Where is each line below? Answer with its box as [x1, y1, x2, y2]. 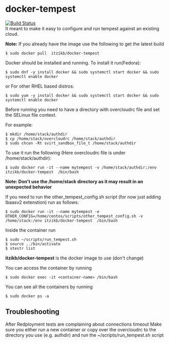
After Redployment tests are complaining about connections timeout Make [5, 321, 162, 327]
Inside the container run [5, 227, 56, 233]
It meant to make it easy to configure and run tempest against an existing [5, 25, 160, 31]
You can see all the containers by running [5, 284, 93, 290]
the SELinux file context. [5, 112, 57, 118]
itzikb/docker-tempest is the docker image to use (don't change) [5, 254, 144, 261]
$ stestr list [5, 246, 36, 251]
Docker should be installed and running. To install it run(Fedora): [5, 59, 141, 66]
